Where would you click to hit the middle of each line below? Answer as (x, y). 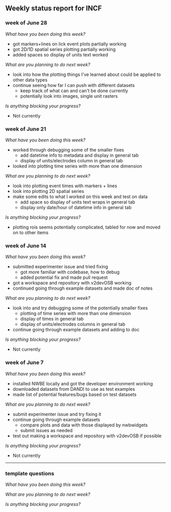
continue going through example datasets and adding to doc (76, 330)
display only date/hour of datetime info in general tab (76, 207)
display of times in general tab (52, 319)
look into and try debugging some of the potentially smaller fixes (80, 308)
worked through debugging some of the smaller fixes (68, 150)
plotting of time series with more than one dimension (76, 314)
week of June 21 (26, 129)
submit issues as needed (46, 430)
